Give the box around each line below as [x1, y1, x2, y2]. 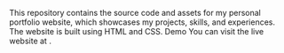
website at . [9, 35, 51, 46]
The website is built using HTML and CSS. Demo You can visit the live [9, 26, 264, 36]
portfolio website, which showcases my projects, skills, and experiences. [9, 17, 276, 27]
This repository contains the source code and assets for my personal [9, 8, 262, 18]
